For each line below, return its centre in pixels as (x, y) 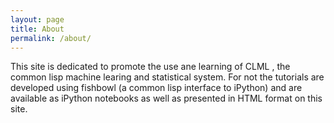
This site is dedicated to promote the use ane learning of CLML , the (150, 67)
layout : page (37, 19)
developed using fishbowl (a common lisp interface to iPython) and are (156, 88)
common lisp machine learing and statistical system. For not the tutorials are (167, 77)
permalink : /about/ (51, 38)
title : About (37, 29)
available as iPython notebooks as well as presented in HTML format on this (166, 98)
